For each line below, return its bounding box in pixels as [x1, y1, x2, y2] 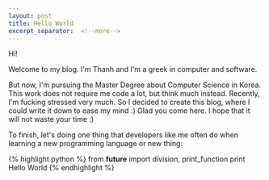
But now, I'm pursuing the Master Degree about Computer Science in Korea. [8, 80, 261, 90]
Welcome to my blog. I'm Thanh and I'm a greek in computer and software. [8, 65, 258, 74]
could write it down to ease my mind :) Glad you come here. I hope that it [8, 106, 250, 115]
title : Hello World [8, 19, 74, 27]
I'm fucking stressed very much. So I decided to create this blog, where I [8, 98, 250, 107]
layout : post [8, 11, 53, 20]
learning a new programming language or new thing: [8, 139, 183, 149]
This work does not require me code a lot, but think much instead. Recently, [8, 89, 260, 98]
